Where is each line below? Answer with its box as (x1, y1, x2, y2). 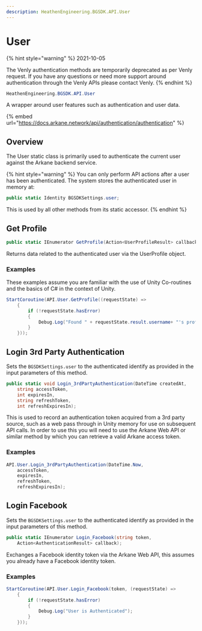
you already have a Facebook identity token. (6, 557, 116, 564)
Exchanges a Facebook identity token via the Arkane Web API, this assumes (6, 551, 195, 558)
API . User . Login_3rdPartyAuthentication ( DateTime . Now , (6, 462, 144, 468)
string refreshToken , (17, 397, 71, 403)
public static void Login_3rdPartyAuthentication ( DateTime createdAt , (6, 381, 187, 387)
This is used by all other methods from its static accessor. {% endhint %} (6, 206, 188, 213)
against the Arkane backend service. (6, 159, 97, 166)
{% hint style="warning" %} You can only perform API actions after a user (6, 171, 189, 178)
